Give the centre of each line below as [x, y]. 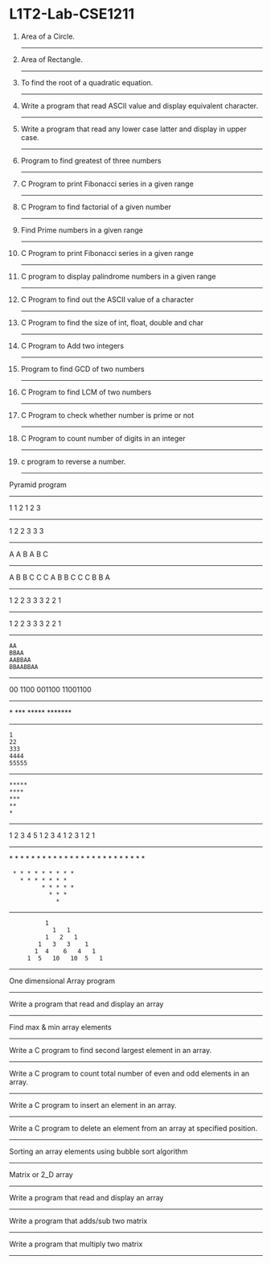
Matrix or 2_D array [41, 1174]
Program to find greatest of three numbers [91, 160]
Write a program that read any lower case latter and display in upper [133, 129]
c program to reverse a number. [73, 461]
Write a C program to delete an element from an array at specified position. [133, 1128]
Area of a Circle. [48, 36]
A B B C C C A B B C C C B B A [60, 577]
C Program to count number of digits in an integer [103, 438]
